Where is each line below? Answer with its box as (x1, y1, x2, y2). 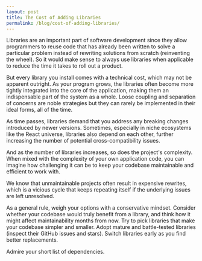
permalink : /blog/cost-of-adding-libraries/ (6, 20, 120, 26)
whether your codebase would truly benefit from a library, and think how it (6, 211, 191, 218)
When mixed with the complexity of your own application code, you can (6, 155, 185, 163)
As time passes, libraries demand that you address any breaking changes (6, 118, 189, 125)
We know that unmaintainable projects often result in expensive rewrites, (6, 179, 187, 187)
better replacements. (6, 236, 58, 243)
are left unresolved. (6, 193, 55, 200)
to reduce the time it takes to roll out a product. (6, 62, 123, 69)
